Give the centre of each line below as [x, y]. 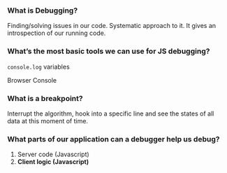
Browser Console [32, 80]
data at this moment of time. [48, 120]
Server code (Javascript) [53, 154]
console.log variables [38, 67]
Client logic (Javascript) [53, 162]
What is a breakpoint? [45, 98]
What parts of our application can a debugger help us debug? [113, 139]
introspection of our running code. [57, 33]
